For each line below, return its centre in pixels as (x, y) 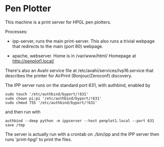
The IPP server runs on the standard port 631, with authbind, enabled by (78, 85)
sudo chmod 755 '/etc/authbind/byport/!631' (51, 103)
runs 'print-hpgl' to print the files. (39, 139)
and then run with (23, 112)
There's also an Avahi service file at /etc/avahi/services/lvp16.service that (79, 70)
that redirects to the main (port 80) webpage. (58, 46)
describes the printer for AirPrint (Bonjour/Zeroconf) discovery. (69, 75)
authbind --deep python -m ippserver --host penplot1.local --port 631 (80, 121)
